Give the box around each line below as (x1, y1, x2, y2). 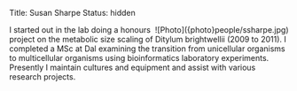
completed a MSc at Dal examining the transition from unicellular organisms (9, 43, 285, 54)
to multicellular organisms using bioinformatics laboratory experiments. (9, 53, 270, 63)
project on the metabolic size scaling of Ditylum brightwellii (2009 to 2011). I (9, 34, 286, 44)
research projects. (9, 72, 76, 82)
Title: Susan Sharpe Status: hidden (9, 8, 136, 18)
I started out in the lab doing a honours (9, 25, 151, 34)
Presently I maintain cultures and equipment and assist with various (9, 62, 256, 72)
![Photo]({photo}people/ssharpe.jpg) (154, 25, 289, 34)
